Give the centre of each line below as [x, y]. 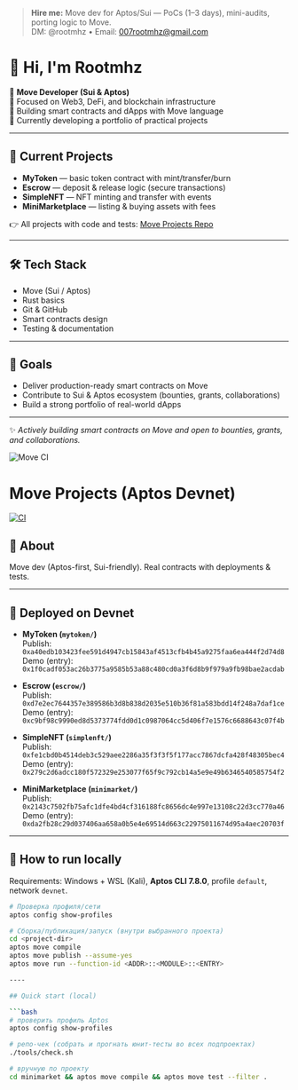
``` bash [24, 1012]
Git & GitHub [45, 309]
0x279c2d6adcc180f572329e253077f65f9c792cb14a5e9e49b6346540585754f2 [153, 772]
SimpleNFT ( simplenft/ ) [67, 737]
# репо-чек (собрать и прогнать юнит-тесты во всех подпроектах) [132, 1045]
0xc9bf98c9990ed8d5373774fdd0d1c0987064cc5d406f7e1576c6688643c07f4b [153, 721]
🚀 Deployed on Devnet [72, 613]
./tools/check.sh [41, 1053]
